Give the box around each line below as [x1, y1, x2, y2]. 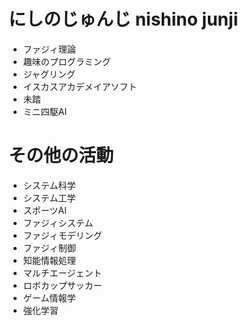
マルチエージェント [22, 266, 103, 279]
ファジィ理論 [22, 43, 76, 55]
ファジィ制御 [22, 241, 76, 254]
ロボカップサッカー [22, 279, 103, 291]
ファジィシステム [22, 216, 94, 229]
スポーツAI [22, 204, 67, 216]
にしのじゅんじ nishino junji [8, 8, 239, 31]
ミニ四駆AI [22, 105, 68, 117]
